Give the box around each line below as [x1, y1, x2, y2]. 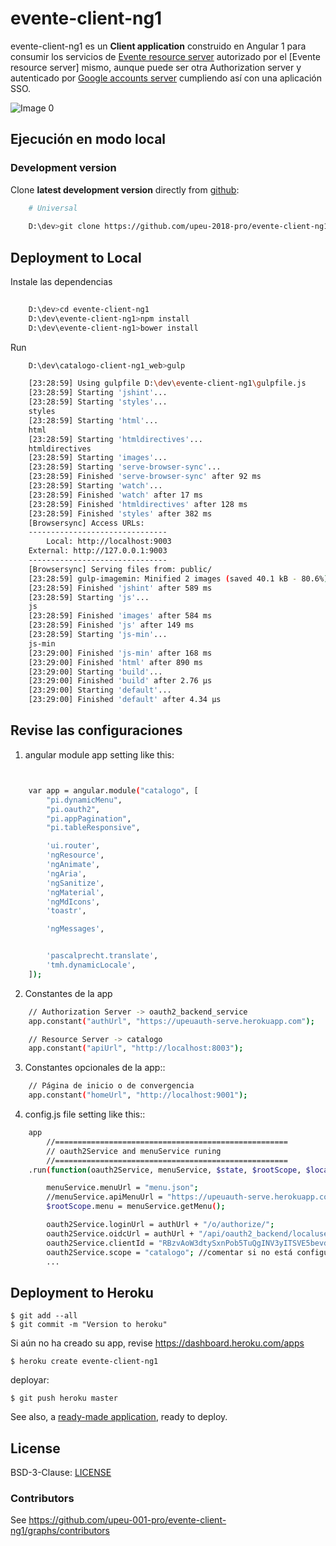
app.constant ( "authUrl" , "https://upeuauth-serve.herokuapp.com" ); [28, 1016, 315, 1026]
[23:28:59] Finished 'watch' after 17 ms [28, 490, 203, 500]
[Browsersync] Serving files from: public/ [28, 564, 213, 574]
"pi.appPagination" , [46, 813, 132, 824]
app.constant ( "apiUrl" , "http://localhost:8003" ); [28, 1043, 244, 1054]
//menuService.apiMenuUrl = [46, 1192, 163, 1202]
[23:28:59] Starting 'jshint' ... [28, 388, 168, 398]
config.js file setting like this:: [24, 1108, 146, 1120]
